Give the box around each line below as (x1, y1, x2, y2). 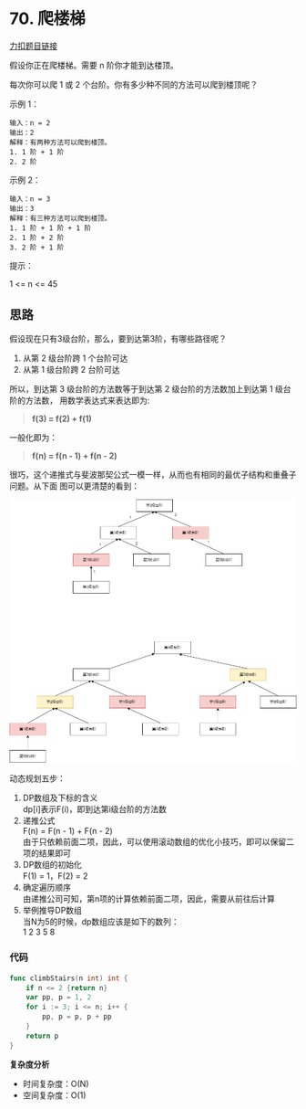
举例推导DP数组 (22, 905, 82, 916)
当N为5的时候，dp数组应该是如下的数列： (22, 916, 179, 927)
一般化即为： (9, 431, 57, 443)
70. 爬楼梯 (9, 8, 87, 29)
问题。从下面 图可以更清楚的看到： (9, 481, 139, 491)
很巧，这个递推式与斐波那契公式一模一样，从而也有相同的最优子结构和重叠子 (9, 469, 297, 480)
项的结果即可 (22, 848, 71, 859)
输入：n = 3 (9, 194, 51, 204)
